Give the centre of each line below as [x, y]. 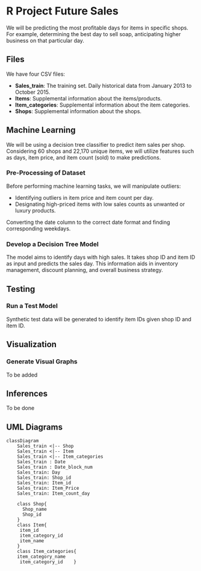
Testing [21, 289]
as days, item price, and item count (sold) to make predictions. [84, 157]
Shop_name [34, 510]
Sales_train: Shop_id [44, 478]
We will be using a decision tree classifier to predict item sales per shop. [96, 144]
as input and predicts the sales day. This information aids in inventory [92, 264]
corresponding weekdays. [39, 228]
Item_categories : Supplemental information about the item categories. [102, 105]
